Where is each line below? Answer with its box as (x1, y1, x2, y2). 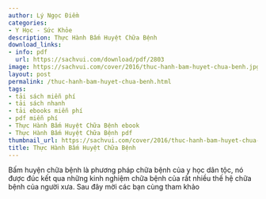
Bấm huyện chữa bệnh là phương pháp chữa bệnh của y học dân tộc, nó (8, 165, 244, 175)
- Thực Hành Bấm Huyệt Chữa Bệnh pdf (8, 129, 133, 137)
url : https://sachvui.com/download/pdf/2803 (15, 56, 165, 64)
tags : (8, 84, 26, 93)
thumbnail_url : (8, 136, 59, 145)
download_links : (8, 41, 62, 49)
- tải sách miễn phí (8, 92, 77, 100)
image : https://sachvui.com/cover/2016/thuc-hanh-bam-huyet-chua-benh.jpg (8, 63, 260, 71)
